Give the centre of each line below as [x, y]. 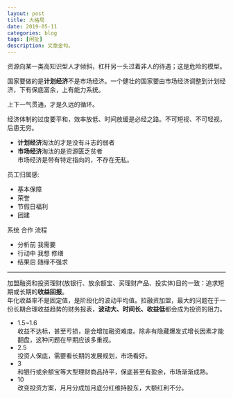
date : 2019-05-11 [32, 26]
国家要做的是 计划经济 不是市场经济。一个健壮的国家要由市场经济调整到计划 [113, 81]
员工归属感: [24, 174]
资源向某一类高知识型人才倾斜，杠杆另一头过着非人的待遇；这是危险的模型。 [116, 66]
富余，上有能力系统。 [74, 90]
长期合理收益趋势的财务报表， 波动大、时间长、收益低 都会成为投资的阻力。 [119, 309]
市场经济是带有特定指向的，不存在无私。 [75, 160]
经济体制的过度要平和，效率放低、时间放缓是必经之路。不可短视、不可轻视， [116, 119]
